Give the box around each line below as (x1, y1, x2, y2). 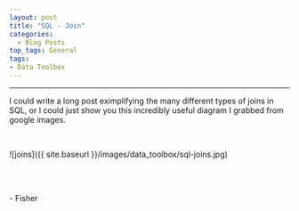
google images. (9, 114, 67, 125)
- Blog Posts (17, 37, 66, 47)
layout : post (9, 12, 58, 22)
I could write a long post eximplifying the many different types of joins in (9, 95, 274, 106)
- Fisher (9, 192, 38, 203)
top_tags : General (9, 46, 77, 55)
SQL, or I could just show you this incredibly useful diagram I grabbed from (9, 104, 285, 116)
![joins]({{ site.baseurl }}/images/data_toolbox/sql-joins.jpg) (9, 149, 229, 159)
